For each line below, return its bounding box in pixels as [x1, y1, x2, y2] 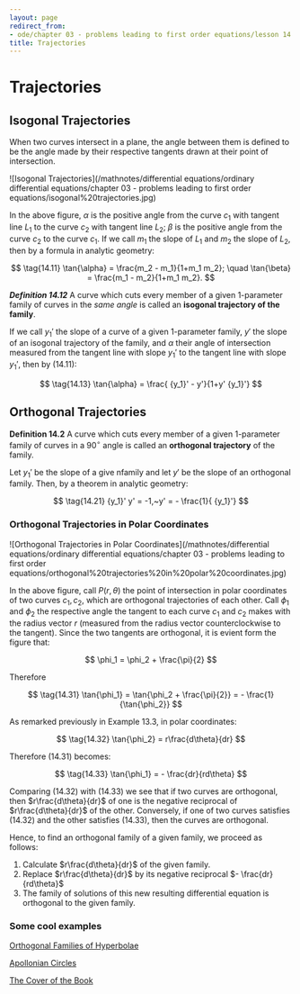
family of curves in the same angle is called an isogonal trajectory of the [9, 299, 280, 310]
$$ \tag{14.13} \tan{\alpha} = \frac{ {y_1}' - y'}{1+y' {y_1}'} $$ [39, 379, 263, 390]
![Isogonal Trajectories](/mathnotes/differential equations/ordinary [9, 173, 255, 185]
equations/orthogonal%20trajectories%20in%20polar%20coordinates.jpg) [9, 567, 287, 578]
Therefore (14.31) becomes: [9, 751, 111, 762]
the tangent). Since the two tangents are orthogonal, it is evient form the [9, 628, 277, 638]
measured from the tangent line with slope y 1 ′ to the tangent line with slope [9, 348, 287, 360]
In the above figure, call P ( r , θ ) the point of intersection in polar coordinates [9, 584, 287, 595]
